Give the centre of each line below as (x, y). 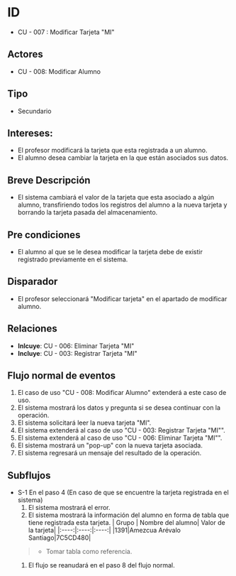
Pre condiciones (44, 235)
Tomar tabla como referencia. (89, 552)
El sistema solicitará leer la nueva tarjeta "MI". (84, 423)
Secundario (34, 111)
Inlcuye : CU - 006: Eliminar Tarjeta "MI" (76, 346)
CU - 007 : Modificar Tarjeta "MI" (66, 32)
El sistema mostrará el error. (69, 508)
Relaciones (33, 328)
